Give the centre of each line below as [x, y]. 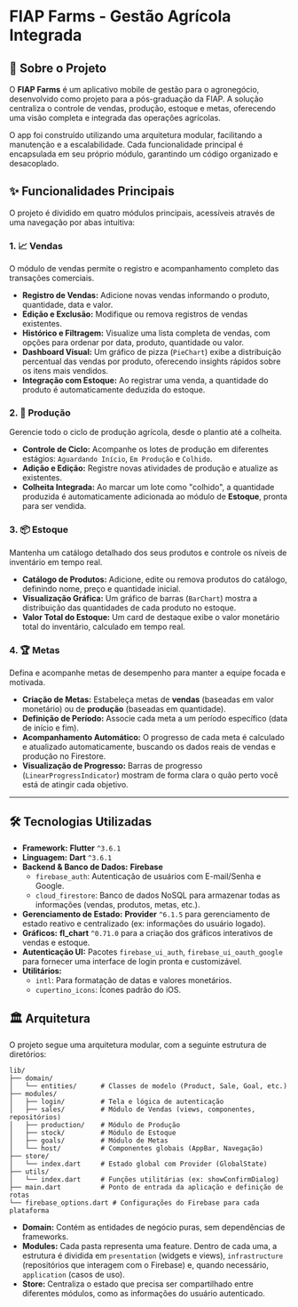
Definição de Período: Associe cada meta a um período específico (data [155, 718]
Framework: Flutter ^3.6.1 [71, 848]
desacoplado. [34, 163]
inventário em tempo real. [56, 561]
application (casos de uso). [74, 1274]
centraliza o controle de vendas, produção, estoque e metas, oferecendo [143, 108]
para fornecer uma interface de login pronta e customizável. [132, 961]
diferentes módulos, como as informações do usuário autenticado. [144, 1293]
